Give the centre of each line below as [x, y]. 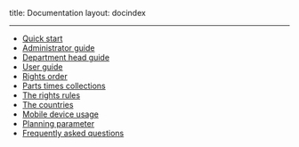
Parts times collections [64, 86]
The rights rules [51, 95]
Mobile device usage [61, 114]
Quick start [42, 38]
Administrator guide [58, 48]
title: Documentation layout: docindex [78, 13]
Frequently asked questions [73, 133]
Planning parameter [58, 123]
